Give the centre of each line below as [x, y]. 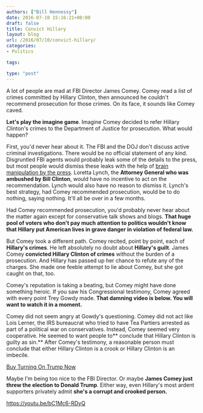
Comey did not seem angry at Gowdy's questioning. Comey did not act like [100, 316]
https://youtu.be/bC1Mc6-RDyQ [46, 403]
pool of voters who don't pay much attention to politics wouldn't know [96, 223]
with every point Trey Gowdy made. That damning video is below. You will [100, 298]
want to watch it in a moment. [44, 304]
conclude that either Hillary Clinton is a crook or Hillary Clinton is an [91, 348]
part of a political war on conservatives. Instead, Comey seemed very [93, 329]
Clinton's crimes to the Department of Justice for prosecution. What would [99, 128]
